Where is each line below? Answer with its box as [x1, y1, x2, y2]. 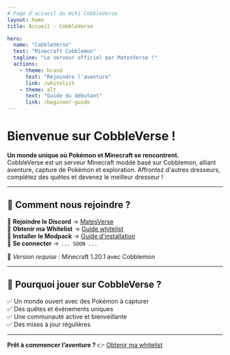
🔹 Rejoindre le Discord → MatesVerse [7, 217, 114, 225]
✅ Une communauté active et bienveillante [7, 313, 127, 321]
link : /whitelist [25, 79, 75, 86]
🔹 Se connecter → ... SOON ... [7, 239, 98, 247]
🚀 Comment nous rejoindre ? [7, 199, 131, 211]
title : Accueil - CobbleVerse [7, 23, 94, 29]
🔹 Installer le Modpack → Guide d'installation [7, 232, 136, 240]
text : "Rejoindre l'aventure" [25, 73, 112, 80]
